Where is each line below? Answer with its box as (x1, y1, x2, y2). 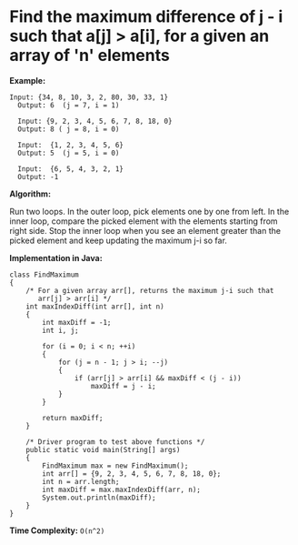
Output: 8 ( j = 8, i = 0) (17, 125, 120, 134)
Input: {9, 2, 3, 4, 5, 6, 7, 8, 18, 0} (17, 116, 173, 126)
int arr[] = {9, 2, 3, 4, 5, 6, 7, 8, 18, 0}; (42, 469, 222, 479)
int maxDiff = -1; (42, 318, 112, 327)
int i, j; (42, 326, 79, 335)
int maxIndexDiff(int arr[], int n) (25, 302, 165, 311)
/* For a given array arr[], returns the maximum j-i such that (25, 286, 274, 295)
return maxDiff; (42, 413, 104, 422)
